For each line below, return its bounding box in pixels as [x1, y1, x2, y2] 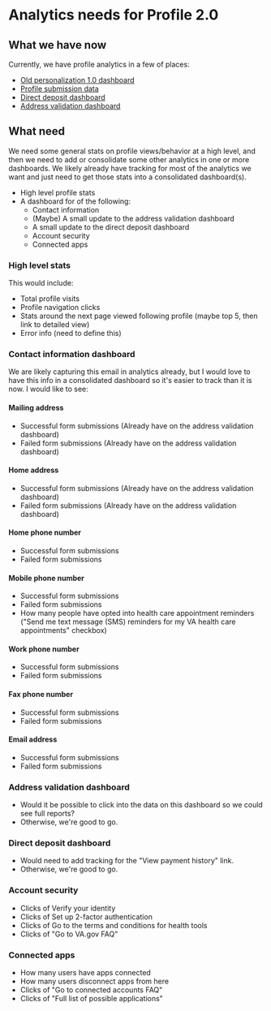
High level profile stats [19, 187, 96, 197]
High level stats [8, 260, 71, 271]
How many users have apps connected [19, 968, 152, 978]
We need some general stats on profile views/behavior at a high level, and [8, 146, 256, 156]
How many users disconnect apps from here [19, 976, 169, 987]
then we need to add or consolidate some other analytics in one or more [8, 154, 250, 164]
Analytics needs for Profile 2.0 [8, 6, 219, 24]
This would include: [8, 278, 74, 288]
